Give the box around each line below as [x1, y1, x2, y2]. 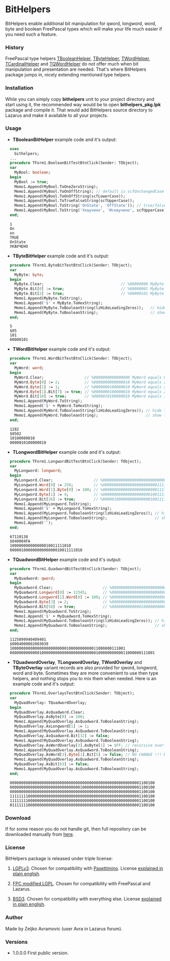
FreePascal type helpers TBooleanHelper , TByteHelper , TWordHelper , [5, 55, 151, 62]
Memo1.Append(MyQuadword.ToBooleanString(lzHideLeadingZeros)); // [14, 618, 159, 624]
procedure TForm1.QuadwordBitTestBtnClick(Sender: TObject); [10, 566, 142, 571]
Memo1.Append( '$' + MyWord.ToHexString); [14, 403, 103, 409]
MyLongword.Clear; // [14, 478, 99, 483]
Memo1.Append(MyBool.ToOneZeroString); [14, 184, 99, 189]
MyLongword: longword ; [14, 468, 62, 474]
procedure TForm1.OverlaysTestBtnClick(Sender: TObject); [10, 691, 135, 696]
